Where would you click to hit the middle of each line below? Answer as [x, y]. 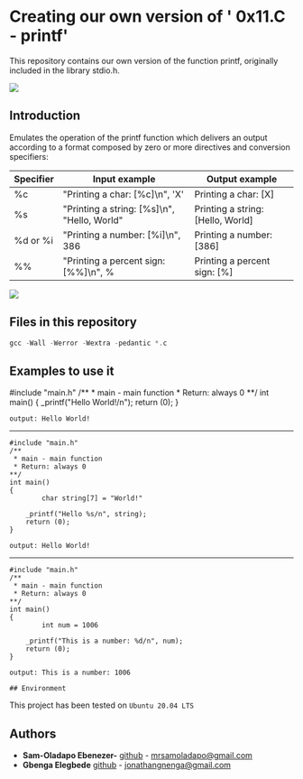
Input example [124, 179]
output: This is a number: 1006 [70, 673]
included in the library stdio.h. [64, 70]
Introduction [45, 116]
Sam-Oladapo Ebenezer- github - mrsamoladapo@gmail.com [137, 756]
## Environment [38, 689]
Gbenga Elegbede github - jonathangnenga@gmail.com [127, 765]
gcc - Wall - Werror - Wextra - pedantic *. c [88, 343]
